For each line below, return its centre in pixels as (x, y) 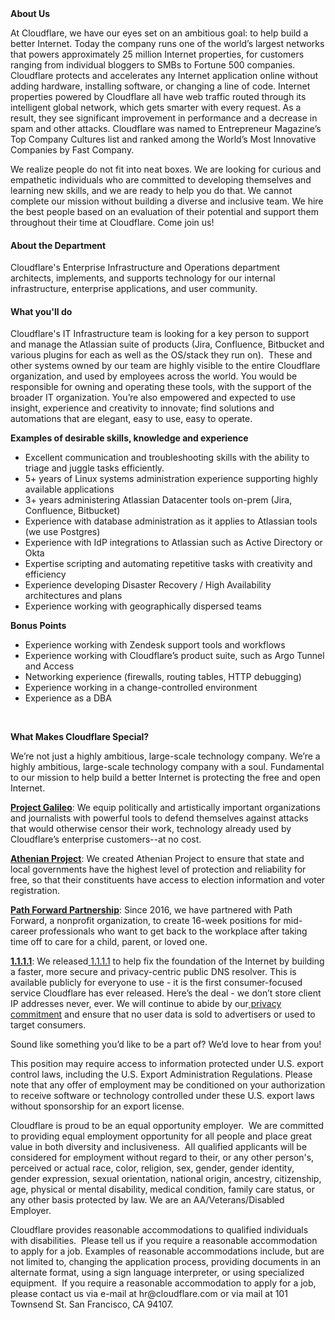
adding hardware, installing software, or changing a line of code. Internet (160, 86)
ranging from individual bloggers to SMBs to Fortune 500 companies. (153, 65)
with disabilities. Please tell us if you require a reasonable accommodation (164, 1241)
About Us (30, 13)
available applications (69, 489)
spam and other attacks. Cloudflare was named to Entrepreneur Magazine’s (166, 128)
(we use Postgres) (62, 532)
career (24, 931)
